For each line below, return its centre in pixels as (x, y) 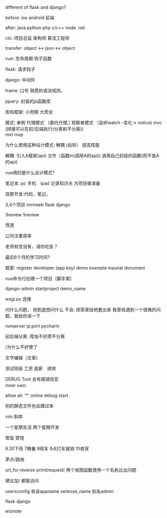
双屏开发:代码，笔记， (28, 194)
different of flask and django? (36, 7)
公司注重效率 (18, 236)
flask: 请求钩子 (20, 69)
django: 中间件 (20, 80)
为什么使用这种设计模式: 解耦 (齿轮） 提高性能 (52, 145)
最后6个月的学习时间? (28, 257)
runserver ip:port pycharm (32, 326)
